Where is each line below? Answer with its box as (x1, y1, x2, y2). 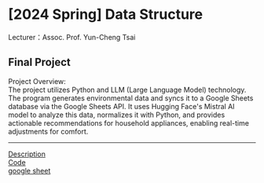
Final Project (8, 56, 71, 69)
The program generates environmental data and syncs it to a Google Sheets (8, 93, 254, 103)
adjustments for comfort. (8, 126, 89, 136)
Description (8, 149, 46, 159)
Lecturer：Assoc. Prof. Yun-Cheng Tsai (8, 32, 136, 42)
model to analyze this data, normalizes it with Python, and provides (8, 110, 225, 119)
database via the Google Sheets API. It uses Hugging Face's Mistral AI (8, 101, 235, 111)
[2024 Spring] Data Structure (8, 5, 203, 24)
